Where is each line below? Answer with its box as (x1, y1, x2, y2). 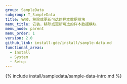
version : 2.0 (5, 36, 33, 41)
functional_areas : (5, 45, 44, 50)
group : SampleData (5, 7, 44, 13)
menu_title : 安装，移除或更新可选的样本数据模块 (5, 21, 97, 27)
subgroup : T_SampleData (5, 12, 56, 17)
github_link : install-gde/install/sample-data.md (5, 40, 112, 46)
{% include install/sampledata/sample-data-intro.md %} (5, 73, 122, 79)
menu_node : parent (5, 26, 44, 31)
